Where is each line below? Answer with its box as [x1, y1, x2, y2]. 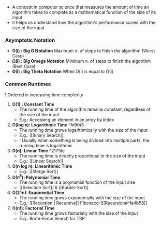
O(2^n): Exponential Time [12, 190, 64, 196]
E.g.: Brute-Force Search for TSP [19, 216, 85, 222]
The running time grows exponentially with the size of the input [19, 195, 145, 201]
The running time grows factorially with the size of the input [19, 210, 138, 216]
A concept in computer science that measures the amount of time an [12, 4, 149, 10]
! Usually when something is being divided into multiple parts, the [19, 137, 150, 143]
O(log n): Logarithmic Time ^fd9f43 [12, 122, 84, 128]
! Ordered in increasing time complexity [5, 92, 84, 98]
